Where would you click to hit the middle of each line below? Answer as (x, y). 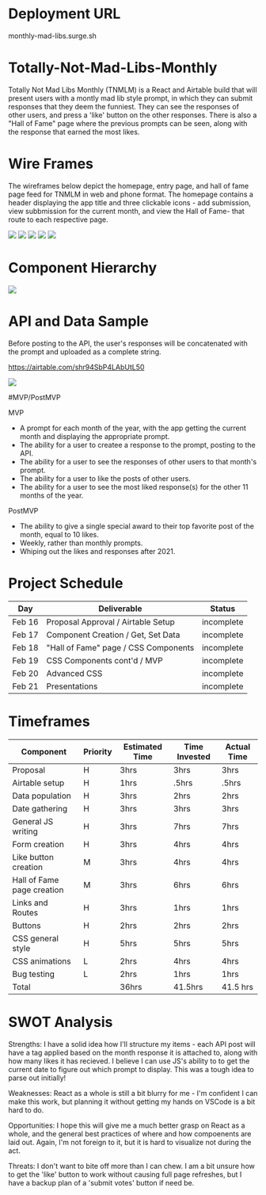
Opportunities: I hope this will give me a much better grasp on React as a (127, 1125)
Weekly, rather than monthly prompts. (81, 543)
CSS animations (42, 961)
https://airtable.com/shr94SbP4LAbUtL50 (76, 367)
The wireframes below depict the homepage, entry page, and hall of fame (129, 185)
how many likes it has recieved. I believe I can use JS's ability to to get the (129, 1061)
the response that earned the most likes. (74, 132)
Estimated (142, 746)
